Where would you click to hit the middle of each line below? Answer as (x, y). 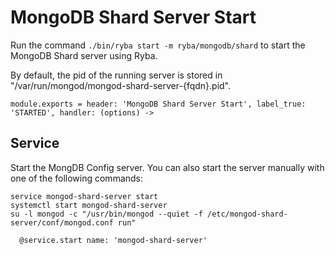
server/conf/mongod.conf (62, 222)
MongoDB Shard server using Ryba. (84, 55)
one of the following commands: (77, 178)
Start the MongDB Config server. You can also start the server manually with (167, 167)
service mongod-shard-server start (84, 196)
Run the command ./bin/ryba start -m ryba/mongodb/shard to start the (158, 45)
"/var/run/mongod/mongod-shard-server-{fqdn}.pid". (121, 85)
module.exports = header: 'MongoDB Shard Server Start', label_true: (158, 104)
